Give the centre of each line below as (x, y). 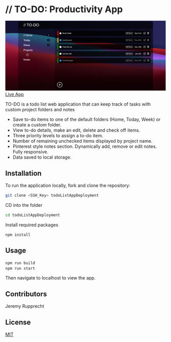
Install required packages (32, 225)
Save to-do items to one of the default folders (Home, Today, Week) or (87, 119)
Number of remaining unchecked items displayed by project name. (82, 141)
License (18, 322)
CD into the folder (24, 205)
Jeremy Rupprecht (25, 306)
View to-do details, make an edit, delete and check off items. (76, 130)
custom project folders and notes (40, 110)
